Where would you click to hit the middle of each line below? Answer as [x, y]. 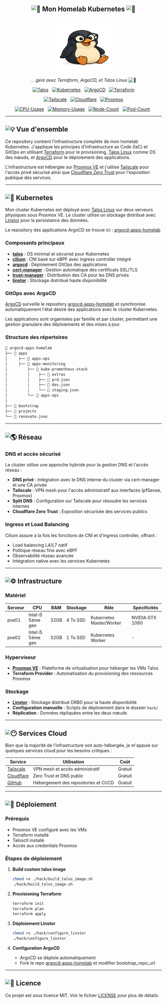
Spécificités [146, 607]
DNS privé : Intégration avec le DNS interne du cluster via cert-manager [86, 480]
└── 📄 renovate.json [27, 417]
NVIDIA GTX [144, 617]
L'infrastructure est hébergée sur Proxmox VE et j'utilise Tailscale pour [77, 167]
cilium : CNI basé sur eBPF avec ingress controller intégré [72, 259]
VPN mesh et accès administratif [66, 769]
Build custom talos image [39, 869]
